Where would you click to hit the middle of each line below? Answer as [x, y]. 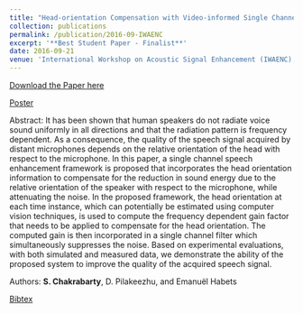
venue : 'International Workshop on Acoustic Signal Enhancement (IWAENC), [153, 60]
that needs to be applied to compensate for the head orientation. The [138, 226]
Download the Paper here [57, 85]
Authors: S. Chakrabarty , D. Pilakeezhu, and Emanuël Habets [123, 281]
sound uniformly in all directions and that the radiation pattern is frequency [148, 130]
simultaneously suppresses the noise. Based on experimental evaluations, [147, 245]
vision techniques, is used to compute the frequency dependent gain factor [149, 216]
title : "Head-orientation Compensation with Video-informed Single [139, 18]
